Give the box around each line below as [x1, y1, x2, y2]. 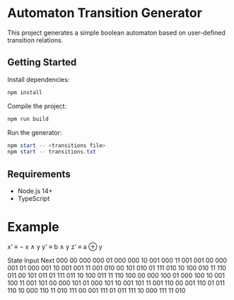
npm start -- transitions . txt [7, 149, 97, 156]
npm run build [7, 115, 49, 122]
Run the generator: [7, 128, 62, 137]
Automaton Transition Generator [7, 5, 203, 21]
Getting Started [7, 57, 77, 69]
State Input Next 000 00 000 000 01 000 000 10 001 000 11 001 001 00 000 [7, 256, 228, 265]
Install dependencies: [7, 75, 70, 83]
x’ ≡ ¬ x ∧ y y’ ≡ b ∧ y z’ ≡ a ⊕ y [7, 243, 103, 250]
